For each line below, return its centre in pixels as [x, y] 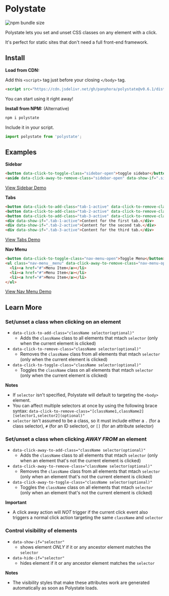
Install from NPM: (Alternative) [37, 108]
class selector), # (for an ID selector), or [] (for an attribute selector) [83, 426]
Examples [21, 152]
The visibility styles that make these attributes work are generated [81, 582]
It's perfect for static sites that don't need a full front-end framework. [77, 42]
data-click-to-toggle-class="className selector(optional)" [77, 365]
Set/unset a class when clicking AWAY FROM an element [76, 439]
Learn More [24, 307]
